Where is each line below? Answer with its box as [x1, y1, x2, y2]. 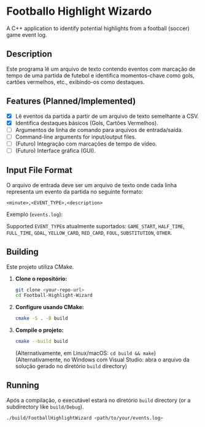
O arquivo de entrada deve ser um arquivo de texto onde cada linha [6, 181, 177, 188]
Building [6, 247, 39, 257]
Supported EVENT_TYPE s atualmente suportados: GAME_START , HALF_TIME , [6, 222, 185, 229]
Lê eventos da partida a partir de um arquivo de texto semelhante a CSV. [15, 112, 199, 120]
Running [6, 380, 40, 391]
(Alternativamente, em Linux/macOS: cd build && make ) [15, 350, 157, 357]
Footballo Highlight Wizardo [6, 4, 152, 18]
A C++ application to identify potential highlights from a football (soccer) [6, 25, 190, 32]
